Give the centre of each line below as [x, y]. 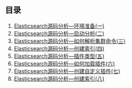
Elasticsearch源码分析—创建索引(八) [59, 78]
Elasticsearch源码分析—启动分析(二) [59, 33]
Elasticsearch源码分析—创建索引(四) [59, 48]
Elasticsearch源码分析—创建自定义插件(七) [67, 71]
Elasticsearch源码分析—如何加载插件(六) [64, 63]
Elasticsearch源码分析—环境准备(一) [59, 26]
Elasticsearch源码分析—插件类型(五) [59, 56]
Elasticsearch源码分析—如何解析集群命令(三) [70, 41]
